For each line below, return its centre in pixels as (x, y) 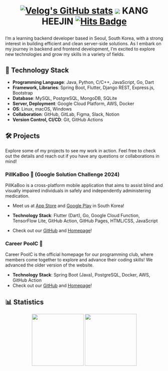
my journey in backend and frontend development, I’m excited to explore (80, 49)
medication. (18, 196)
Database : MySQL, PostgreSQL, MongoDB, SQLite (65, 98)
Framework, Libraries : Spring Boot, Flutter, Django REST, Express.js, (83, 87)
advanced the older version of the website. (50, 265)
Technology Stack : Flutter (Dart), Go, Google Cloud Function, (76, 216)
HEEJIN (58, 21)
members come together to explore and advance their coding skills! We (79, 260)
